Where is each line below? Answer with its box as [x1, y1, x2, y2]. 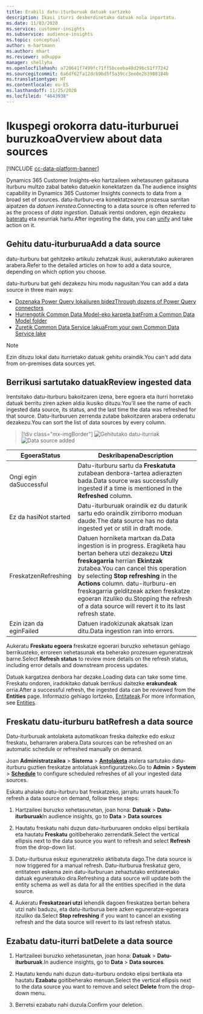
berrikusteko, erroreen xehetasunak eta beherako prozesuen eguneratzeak [6, 649, 193, 656]
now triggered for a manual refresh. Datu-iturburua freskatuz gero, [14, 862, 181, 869]
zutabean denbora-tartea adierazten [77, 469, 182, 477]
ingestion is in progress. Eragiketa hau [77, 541, 186, 550]
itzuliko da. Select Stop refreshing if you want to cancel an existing [14, 912, 181, 919]
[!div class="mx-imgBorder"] [21, 430, 94, 438]
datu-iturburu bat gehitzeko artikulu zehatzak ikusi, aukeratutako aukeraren [6, 255, 194, 262]
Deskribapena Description [97, 451, 173, 460]
